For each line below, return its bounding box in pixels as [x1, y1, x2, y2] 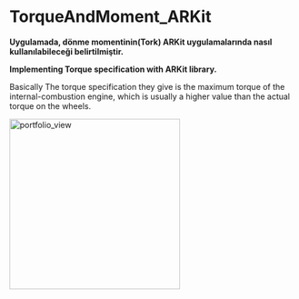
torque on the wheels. [9, 100, 92, 111]
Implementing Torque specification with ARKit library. [9, 64, 217, 75]
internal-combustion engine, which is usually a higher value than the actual [9, 91, 291, 102]
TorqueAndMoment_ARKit [9, 6, 212, 27]
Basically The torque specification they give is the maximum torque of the [9, 81, 285, 92]
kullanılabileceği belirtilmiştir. [9, 45, 125, 56]
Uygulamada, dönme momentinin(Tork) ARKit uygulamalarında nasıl [9, 36, 273, 47]
